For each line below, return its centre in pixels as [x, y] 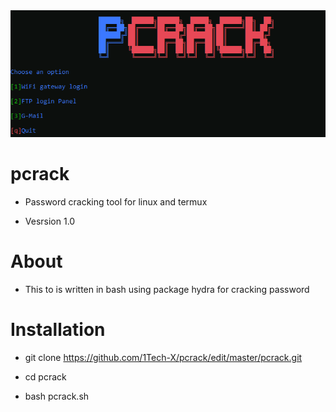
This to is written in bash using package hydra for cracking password [167, 290]
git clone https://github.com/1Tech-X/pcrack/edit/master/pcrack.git [163, 358]
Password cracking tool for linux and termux [116, 202]
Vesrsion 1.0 [50, 221]
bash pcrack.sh [57, 396]
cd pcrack [45, 377]
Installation [58, 330]
